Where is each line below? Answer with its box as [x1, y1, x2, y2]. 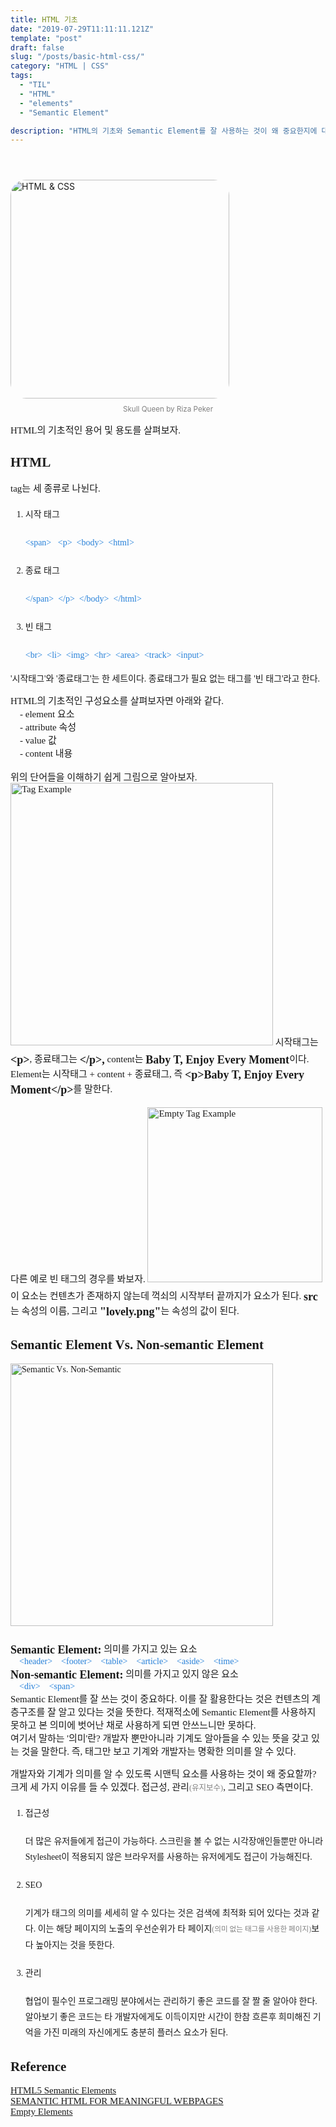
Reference [10, 2058, 67, 2075]
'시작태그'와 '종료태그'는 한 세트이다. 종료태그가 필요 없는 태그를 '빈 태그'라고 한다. [10, 674, 321, 685]
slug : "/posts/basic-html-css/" [10, 52, 145, 62]
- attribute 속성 [19, 722, 77, 733]
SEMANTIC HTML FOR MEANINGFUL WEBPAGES [10, 2096, 224, 2107]
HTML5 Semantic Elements [10, 2085, 117, 2096]
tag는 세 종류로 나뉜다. [10, 483, 101, 495]
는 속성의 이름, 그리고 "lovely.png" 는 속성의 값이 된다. [10, 1305, 240, 1319]
